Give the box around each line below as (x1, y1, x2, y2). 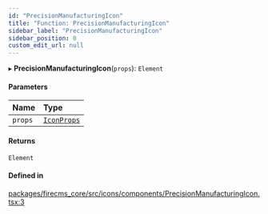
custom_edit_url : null (8, 42, 84, 50)
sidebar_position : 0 (8, 34, 78, 42)
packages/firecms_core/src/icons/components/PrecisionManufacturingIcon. (8, 188, 260, 198)
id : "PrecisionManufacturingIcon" (8, 11, 124, 20)
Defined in (8, 171, 44, 180)
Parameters (8, 82, 48, 91)
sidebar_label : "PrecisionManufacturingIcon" (8, 26, 162, 34)
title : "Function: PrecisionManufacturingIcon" (8, 19, 170, 27)
